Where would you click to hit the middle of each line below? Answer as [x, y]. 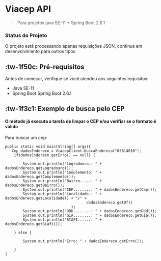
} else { [23, 232]
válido [12, 127]
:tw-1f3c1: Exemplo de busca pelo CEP [65, 109]
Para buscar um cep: [26, 137]
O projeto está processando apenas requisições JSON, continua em [74, 46]
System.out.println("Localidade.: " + [62, 194]
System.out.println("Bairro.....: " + [62, 181]
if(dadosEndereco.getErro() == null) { [55, 155]
